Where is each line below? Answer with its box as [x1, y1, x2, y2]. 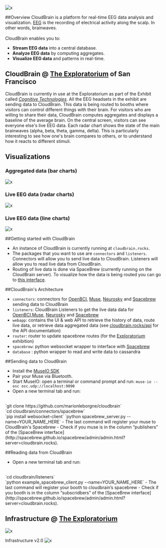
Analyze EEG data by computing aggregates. [12, 50, 105, 56]
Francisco [5, 77, 37, 86]
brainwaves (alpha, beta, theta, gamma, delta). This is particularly [5, 127, 139, 133]
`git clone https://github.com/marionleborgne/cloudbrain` [5, 403, 122, 409]
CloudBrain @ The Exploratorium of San [5, 70, 130, 78]
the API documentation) [12, 328, 61, 334]
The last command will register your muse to [65, 419, 156, 425]
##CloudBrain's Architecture [5, 287, 63, 293]
